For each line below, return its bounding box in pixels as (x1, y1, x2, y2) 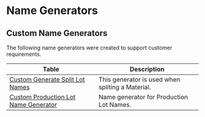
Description (129, 65, 165, 73)
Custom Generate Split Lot (9, 76, 85, 83)
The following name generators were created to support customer (6, 44, 173, 51)
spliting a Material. (98, 83, 151, 91)
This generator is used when (98, 76, 181, 83)
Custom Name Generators (6, 28, 108, 38)
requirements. (6, 51, 41, 58)
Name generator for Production (98, 93, 189, 101)
